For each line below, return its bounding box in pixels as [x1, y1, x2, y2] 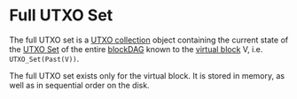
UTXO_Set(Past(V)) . [9, 53, 80, 64]
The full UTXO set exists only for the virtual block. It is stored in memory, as [9, 70, 285, 80]
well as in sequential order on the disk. [9, 80, 150, 90]
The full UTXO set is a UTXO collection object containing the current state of [9, 34, 289, 45]
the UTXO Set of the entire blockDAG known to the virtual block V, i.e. [9, 43, 263, 54]
